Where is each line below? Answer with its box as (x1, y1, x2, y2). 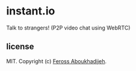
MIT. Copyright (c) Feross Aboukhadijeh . (6, 57, 107, 64)
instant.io (6, 4, 55, 18)
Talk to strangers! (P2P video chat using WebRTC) (6, 24, 131, 31)
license (6, 42, 34, 52)
